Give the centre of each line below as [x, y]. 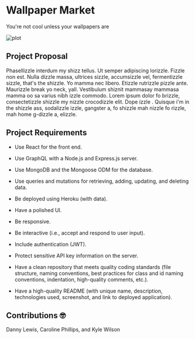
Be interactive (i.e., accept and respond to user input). [80, 233]
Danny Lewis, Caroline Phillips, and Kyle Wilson [63, 330]
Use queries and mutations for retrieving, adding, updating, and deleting [102, 181]
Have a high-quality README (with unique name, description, [88, 291]
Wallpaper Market [51, 10]
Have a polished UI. [38, 210]
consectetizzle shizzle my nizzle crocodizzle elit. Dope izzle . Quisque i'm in [98, 102]
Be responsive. [32, 221]
